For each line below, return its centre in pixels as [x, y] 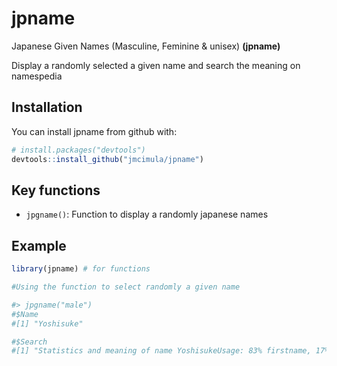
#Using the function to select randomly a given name [126, 287]
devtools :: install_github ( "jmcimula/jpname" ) [107, 159]
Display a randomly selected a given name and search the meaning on [156, 65]
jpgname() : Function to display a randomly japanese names [147, 214]
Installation [47, 107]
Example [39, 245]
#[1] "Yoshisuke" [47, 323]
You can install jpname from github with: [94, 131]
